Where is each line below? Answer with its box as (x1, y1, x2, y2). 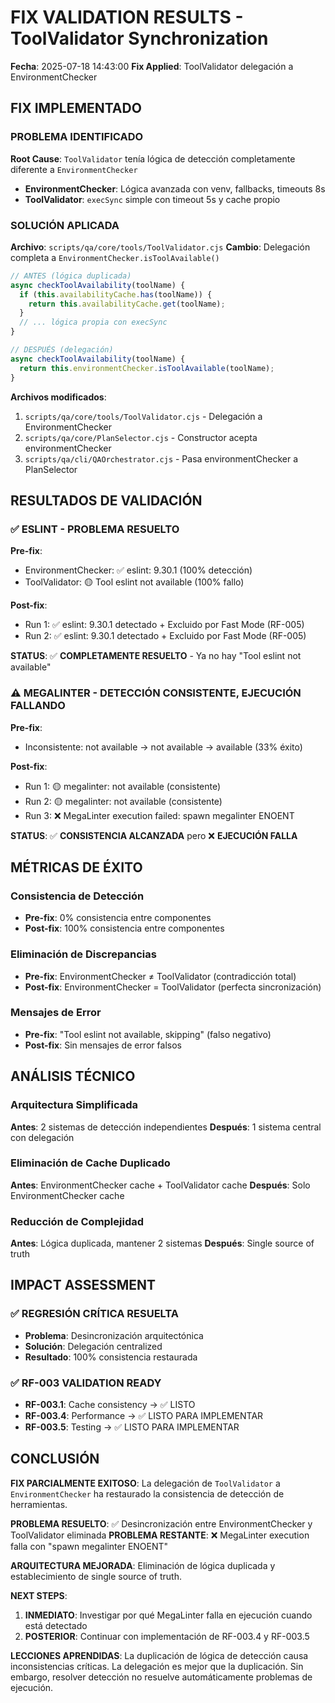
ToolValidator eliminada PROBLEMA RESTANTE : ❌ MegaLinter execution (10, 1529, 310, 1541)
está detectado (24, 1619, 88, 1631)
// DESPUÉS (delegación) (10, 345, 114, 355)
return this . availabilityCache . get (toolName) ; (28, 299, 226, 309)
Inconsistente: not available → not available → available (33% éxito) (24, 741, 303, 753)
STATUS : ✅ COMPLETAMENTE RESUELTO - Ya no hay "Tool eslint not (10, 650, 302, 662)
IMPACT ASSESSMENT (10, 1277, 157, 1294)
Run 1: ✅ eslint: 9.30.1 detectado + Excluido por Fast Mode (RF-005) (24, 619, 305, 631)
